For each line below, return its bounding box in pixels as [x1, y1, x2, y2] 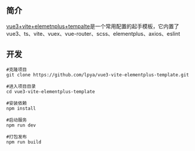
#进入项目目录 [6, 83, 36, 90]
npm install [6, 105, 36, 112]
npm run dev [6, 122, 36, 128]
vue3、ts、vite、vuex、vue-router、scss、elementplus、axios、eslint [6, 30, 181, 37]
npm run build [6, 139, 42, 145]
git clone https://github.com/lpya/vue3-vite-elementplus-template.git [6, 72, 189, 78]
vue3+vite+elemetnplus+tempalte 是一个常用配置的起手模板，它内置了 [6, 23, 179, 30]
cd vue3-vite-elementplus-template [6, 88, 95, 94]
